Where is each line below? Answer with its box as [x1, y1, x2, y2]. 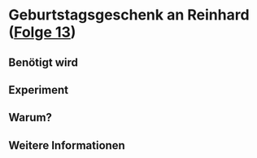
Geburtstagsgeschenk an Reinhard [8, 6, 250, 24]
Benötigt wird [8, 55, 79, 69]
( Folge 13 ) [8, 23, 76, 42]
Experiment [8, 83, 69, 97]
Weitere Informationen [8, 138, 126, 152]
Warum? [8, 111, 53, 125]
